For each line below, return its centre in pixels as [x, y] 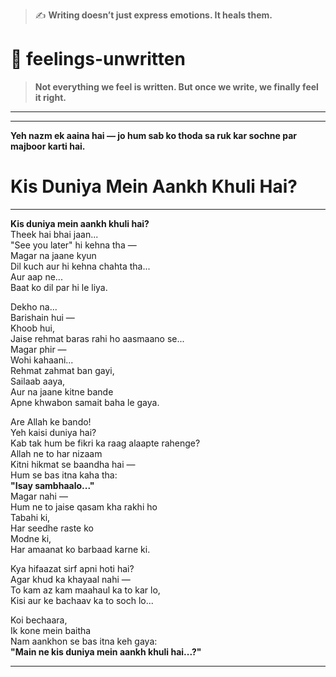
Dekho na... [34, 306]
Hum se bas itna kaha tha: [64, 475]
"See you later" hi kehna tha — [73, 245]
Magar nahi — [39, 496]
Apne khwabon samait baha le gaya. [85, 402]
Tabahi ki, [30, 517]
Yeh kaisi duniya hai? [53, 432]
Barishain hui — [42, 317]
